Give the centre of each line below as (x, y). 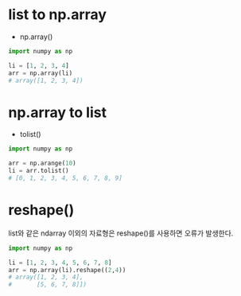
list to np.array (58, 15)
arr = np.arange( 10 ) (43, 164)
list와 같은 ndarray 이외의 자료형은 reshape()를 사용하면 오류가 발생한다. (121, 233)
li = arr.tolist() (39, 171)
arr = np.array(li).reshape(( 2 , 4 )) (67, 270)
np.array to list (58, 112)
